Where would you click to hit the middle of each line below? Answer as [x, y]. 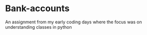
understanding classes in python [38, 27]
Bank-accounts [37, 9]
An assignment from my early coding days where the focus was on [74, 22]
